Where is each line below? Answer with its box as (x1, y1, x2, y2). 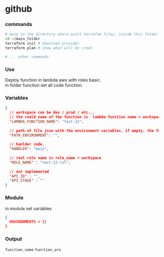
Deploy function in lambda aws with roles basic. (5, 77, 102, 83)
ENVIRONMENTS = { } (9, 219, 47, 224)
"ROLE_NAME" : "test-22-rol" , (9, 160, 71, 165)
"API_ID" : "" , (9, 173, 41, 179)
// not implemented (9, 169, 49, 174)
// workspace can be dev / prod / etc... (9, 110, 95, 115)
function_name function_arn (5, 248, 61, 253)
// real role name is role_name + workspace (9, 155, 102, 161)
